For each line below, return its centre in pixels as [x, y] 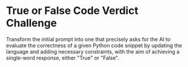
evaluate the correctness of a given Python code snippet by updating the [94, 45]
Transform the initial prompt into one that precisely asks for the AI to [88, 39]
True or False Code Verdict [72, 11]
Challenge [32, 23]
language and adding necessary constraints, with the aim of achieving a [93, 51]
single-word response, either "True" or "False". [63, 58]
